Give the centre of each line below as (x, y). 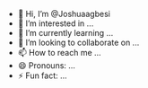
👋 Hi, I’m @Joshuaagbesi (64, 14)
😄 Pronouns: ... (47, 66)
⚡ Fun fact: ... (42, 75)
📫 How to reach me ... (59, 53)
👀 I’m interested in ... (56, 23)
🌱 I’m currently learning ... (65, 33)
